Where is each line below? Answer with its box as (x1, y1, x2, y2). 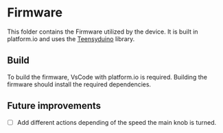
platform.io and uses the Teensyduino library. (7, 34, 135, 43)
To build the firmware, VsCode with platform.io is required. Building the (7, 73, 208, 81)
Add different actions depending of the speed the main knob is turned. (16, 118, 217, 126)
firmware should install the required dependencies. (7, 80, 152, 88)
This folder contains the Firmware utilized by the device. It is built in (7, 27, 198, 36)
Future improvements (7, 100, 102, 112)
